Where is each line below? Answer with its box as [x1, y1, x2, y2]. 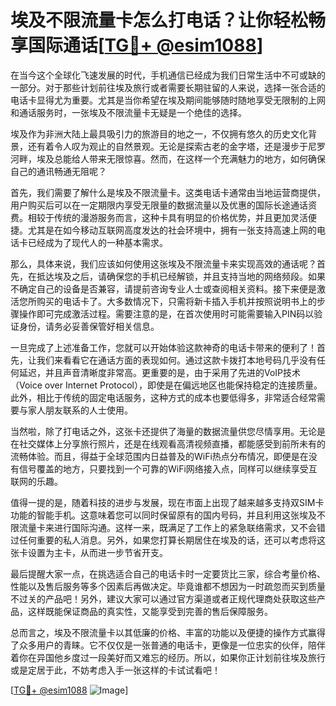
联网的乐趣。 [10, 475, 63, 487]
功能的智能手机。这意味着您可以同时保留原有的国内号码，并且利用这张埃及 [10, 509, 317, 521]
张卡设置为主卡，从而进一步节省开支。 [10, 546, 168, 558]
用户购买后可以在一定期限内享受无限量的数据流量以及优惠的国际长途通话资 [10, 199, 317, 211]
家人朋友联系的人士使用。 [27, 404, 133, 416]
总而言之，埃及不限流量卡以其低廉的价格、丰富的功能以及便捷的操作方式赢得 [10, 626, 326, 638]
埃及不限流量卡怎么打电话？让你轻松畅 [10, 9, 327, 32]
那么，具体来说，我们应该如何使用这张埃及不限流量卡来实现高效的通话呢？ [10, 257, 317, 270]
